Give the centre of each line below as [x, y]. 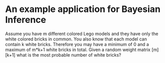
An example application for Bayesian [83, 9]
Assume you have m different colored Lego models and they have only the [82, 33]
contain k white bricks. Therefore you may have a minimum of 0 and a [77, 44]
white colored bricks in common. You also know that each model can [76, 39]
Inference [26, 20]
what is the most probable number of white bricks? [69, 55]
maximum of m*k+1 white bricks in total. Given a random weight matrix [78, 49]
